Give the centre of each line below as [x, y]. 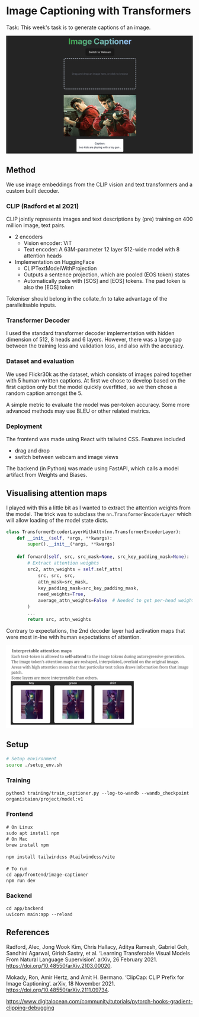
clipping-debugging [30, 1008]
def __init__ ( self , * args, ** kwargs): [65, 538]
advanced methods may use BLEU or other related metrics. [78, 411]
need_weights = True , [62, 594]
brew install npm [28, 845]
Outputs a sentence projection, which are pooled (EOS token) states [107, 275]
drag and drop [32, 450]
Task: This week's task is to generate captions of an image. [78, 27]
